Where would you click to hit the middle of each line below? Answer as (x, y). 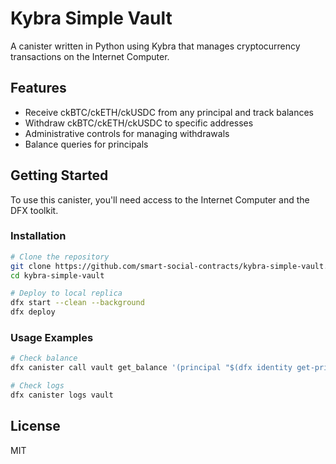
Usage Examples (52, 338)
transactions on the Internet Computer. (90, 56)
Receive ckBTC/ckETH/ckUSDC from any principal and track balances (169, 112)
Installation (38, 236)
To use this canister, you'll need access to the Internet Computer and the (160, 199)
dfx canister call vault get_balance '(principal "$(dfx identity (151, 368)
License (35, 426)
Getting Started (59, 175)
